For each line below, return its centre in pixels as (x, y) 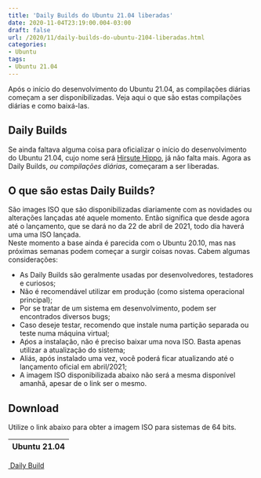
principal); (36, 300)
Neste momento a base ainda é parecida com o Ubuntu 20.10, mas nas (122, 243)
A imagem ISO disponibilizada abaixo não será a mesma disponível (127, 375)
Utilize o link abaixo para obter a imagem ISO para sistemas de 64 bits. (122, 427)
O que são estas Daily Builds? (82, 191)
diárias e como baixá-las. (49, 105)
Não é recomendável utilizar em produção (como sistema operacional (132, 292)
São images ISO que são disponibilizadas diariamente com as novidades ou (130, 210)
